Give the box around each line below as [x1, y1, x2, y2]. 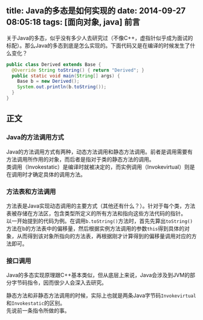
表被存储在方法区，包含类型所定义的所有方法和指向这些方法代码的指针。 [6, 209, 186, 217]
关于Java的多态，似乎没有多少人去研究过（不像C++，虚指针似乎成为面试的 [6, 34, 193, 41]
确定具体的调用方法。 [32, 171, 86, 178]
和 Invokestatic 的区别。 [6, 299, 65, 307]
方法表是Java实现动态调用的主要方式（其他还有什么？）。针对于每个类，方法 [6, 202, 196, 209]
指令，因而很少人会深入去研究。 [27, 279, 107, 286]
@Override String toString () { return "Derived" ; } [11, 67, 145, 73]
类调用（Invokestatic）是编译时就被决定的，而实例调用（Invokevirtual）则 [6, 163, 190, 171]
